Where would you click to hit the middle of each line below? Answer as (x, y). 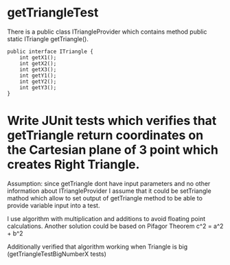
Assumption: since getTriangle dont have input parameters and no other (109, 183)
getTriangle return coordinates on (105, 136)
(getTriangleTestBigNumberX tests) (57, 254)
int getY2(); (38, 81)
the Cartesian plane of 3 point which (113, 150)
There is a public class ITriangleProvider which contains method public (107, 32)
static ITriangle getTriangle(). (48, 38)
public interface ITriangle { (50, 51)
